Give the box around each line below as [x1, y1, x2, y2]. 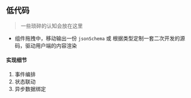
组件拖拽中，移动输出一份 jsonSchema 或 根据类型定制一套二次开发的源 [14, 35, 186, 42]
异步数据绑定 [14, 86, 46, 93]
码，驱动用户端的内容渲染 [14, 42, 77, 49]
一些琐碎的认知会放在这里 [20, 22, 83, 29]
